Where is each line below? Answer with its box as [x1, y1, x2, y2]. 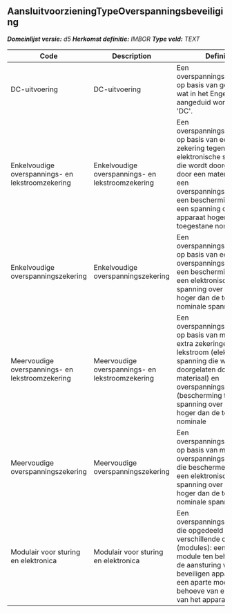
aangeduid [176, 97, 211, 107]
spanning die [176, 356, 219, 365]
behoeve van [176, 586, 219, 596]
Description [112, 51, 152, 61]
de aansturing [176, 560, 222, 569]
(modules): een [176, 542, 226, 552]
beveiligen [176, 569, 211, 578]
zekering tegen [176, 143, 226, 153]
